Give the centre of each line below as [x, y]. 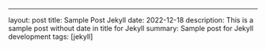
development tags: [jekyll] [51, 37]
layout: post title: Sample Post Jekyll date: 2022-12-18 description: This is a [131, 20]
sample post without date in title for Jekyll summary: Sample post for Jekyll [131, 28]
